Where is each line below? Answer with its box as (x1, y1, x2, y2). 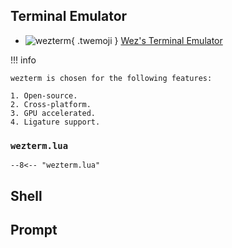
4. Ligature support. (10, 117, 101, 127)
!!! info (10, 54, 37, 66)
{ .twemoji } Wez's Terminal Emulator (71, 34, 223, 46)
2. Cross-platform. (10, 99, 92, 109)
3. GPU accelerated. (10, 108, 97, 118)
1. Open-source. (10, 90, 78, 101)
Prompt (10, 221, 58, 238)
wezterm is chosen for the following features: (10, 73, 213, 83)
